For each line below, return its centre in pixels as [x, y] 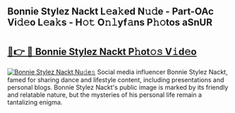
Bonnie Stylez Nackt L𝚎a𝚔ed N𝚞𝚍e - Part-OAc [110, 12]
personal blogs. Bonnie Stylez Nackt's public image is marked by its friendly [118, 87]
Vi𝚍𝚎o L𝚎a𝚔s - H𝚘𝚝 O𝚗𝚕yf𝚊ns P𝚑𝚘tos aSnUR [110, 23]
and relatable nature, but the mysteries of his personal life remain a [105, 95]
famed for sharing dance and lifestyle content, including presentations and [116, 80]
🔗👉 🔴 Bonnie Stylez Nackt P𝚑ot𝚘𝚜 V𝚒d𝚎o [102, 52]
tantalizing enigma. [35, 102]
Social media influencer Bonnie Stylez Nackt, [162, 72]
